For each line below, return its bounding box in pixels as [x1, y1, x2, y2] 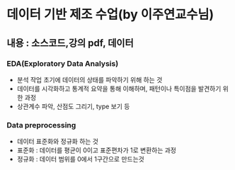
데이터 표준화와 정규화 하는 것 [16, 137, 98, 146]
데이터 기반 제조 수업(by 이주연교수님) [6, 6, 214, 23]
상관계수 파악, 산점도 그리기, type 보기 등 [16, 102, 130, 110]
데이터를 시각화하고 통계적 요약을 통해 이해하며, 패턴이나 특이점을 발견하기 [16, 84, 222, 93]
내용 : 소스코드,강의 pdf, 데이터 [6, 37, 134, 49]
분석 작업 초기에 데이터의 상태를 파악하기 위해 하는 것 [16, 75, 163, 84]
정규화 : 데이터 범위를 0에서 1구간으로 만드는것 [16, 155, 144, 164]
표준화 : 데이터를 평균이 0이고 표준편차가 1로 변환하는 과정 [16, 146, 176, 154]
